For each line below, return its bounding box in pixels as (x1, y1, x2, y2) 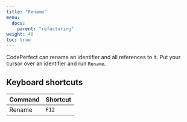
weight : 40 (6, 31, 34, 37)
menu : (6, 14, 20, 21)
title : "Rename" (6, 8, 47, 15)
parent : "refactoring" (17, 25, 74, 32)
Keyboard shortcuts (6, 77, 83, 88)
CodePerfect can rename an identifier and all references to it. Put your (6, 54, 181, 60)
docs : (11, 20, 26, 26)
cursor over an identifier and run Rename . (6, 60, 106, 67)
